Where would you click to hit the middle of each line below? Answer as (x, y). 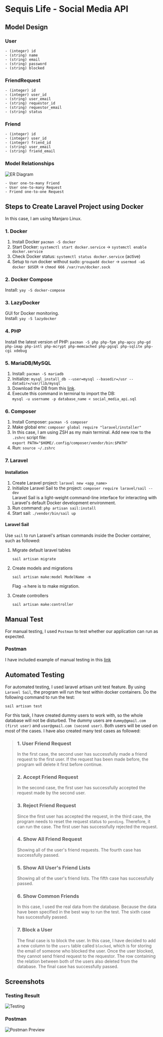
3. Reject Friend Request (46, 805)
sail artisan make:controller (43, 604)
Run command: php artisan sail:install (54, 508)
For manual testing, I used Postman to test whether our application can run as (81, 631)
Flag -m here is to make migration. (46, 586)
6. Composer (21, 411)
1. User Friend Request (44, 743)
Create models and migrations (42, 568)
